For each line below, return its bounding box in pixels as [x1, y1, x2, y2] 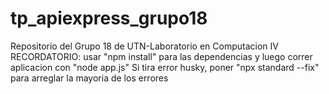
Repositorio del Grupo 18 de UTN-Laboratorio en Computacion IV [10, 40, 279, 52]
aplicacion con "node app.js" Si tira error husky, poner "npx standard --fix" [10, 61, 320, 73]
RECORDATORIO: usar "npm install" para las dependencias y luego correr [10, 50, 313, 62]
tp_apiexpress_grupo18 [10, 7, 208, 30]
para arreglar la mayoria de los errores [10, 72, 169, 84]
